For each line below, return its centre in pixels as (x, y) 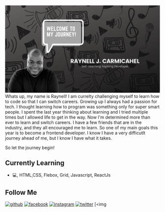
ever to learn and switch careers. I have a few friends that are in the (73, 122)
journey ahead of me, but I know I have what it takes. (58, 138)
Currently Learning (35, 163)
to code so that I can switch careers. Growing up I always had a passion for (81, 101)
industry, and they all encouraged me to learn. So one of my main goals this (82, 127)
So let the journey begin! (30, 148)
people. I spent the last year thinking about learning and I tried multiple (77, 112)
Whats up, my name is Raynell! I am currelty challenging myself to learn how (82, 96)
